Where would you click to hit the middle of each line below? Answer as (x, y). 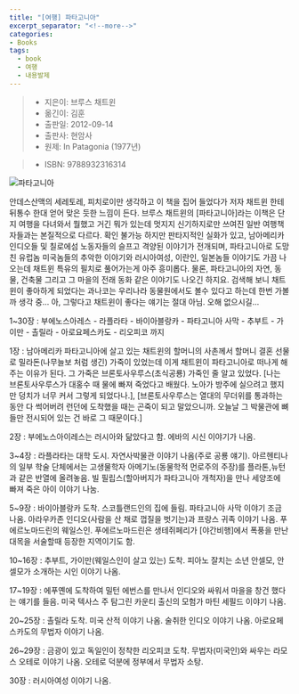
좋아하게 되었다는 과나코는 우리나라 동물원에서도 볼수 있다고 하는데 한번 (149, 290)
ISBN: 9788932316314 (85, 164)
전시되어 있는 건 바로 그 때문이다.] (84, 417)
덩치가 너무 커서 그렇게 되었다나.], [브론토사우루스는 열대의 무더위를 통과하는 (150, 395)
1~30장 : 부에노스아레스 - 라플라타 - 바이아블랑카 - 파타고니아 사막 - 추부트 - (142, 321)
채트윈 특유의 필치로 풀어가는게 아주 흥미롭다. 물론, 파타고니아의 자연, (153, 268)
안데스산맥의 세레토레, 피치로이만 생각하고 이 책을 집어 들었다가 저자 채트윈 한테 (147, 201)
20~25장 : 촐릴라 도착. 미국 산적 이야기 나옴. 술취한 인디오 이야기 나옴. (131, 620)
